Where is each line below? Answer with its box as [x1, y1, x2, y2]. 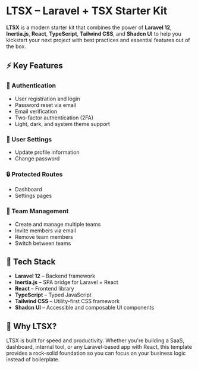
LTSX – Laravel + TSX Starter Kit [6, 4, 168, 18]
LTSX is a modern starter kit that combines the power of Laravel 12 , [6, 24, 172, 31]
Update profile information [14, 149, 80, 156]
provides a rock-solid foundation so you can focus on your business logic [6, 349, 186, 357]
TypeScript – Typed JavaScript [14, 291, 92, 298]
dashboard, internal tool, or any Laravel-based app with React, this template [6, 343, 192, 351]
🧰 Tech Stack [6, 257, 56, 267]
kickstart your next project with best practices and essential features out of [6, 36, 190, 43]
